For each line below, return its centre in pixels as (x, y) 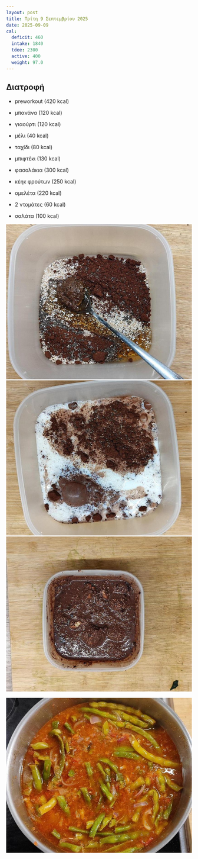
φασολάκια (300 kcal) (42, 170)
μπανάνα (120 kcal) (39, 113)
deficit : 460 (27, 38)
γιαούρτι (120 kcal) (38, 124)
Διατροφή (25, 87)
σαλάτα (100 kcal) (37, 216)
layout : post (22, 12)
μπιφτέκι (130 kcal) (37, 159)
